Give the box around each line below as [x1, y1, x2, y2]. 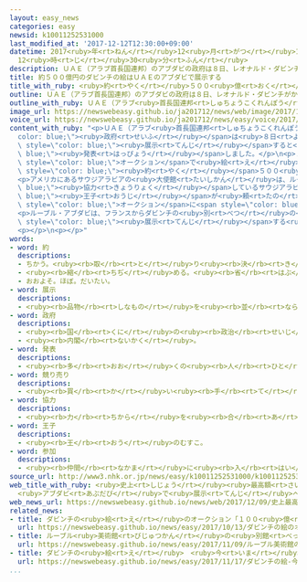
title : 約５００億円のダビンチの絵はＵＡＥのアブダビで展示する [9, 73, 222, 82]
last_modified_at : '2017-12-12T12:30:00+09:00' [9, 38, 195, 48]
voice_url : [9, 115, 51, 124]
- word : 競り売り [9, 370, 70, 379]
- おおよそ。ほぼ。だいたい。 [17, 277, 115, 286]
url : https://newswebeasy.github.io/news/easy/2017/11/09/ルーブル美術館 [17, 540, 294, 549]
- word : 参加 [9, 447, 57, 456]
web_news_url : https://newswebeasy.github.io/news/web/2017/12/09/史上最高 [9, 497, 299, 507]
